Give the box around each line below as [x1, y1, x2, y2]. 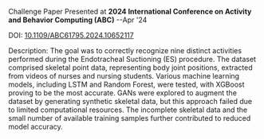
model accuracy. [8, 122, 63, 131]
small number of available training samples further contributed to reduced [8, 114, 251, 122]
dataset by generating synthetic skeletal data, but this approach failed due [8, 97, 253, 106]
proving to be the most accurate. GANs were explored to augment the [8, 88, 238, 98]
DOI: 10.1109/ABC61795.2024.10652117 [8, 31, 134, 40]
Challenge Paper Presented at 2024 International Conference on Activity [8, 7, 252, 16]
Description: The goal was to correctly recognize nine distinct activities [8, 46, 242, 55]
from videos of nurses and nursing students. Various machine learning [8, 71, 240, 80]
